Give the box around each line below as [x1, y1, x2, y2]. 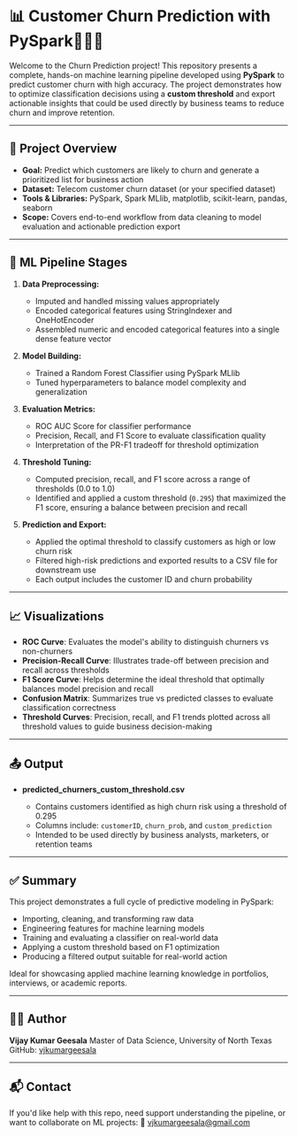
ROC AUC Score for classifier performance [34, 420, 192, 431]
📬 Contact [9, 1079, 72, 1094]
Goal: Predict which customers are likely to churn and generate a [21, 165, 260, 175]
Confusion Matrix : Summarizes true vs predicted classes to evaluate [21, 693, 274, 703]
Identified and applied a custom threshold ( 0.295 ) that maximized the [34, 492, 286, 503]
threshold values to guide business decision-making [21, 721, 213, 732]
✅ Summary [9, 872, 77, 888]
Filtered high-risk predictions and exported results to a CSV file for [34, 555, 278, 565]
